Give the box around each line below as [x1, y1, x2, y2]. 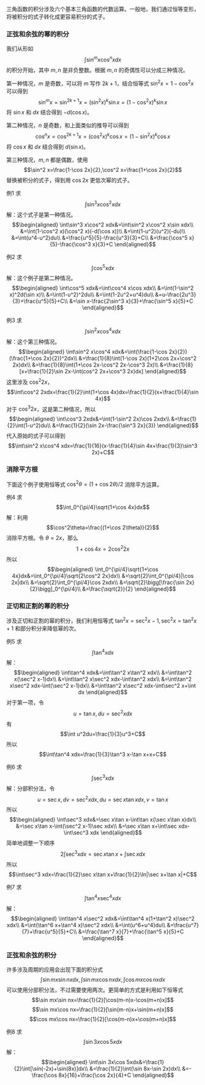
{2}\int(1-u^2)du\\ [7, 422, 51, 429]
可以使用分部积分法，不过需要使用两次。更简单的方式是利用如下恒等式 [6, 986, 184, 994]
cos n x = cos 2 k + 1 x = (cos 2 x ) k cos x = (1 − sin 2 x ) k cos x [35, 131, 171, 140]
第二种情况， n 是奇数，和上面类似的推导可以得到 [6, 122, 130, 129]
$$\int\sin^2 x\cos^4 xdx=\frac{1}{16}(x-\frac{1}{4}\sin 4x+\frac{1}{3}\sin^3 [8, 442, 198, 449]
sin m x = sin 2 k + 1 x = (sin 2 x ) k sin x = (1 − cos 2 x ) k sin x [38, 97, 168, 106]
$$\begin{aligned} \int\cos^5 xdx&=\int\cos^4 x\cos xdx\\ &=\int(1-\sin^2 [12, 284, 194, 292]
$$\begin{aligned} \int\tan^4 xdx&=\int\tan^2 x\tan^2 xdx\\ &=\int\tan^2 [13, 669, 192, 677]
